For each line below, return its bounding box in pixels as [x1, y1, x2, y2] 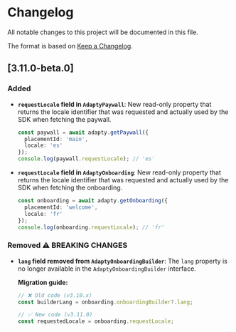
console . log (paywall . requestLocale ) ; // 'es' [17, 155, 155, 162]
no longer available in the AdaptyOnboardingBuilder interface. [17, 264, 197, 273]
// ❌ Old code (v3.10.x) [17, 291, 92, 299]
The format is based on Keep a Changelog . [7, 41, 133, 50]
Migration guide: [17, 278, 68, 286]
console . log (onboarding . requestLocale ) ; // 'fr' [17, 224, 165, 231]
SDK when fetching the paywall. [17, 115, 112, 123]
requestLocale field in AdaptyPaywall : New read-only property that [17, 100, 212, 108]
